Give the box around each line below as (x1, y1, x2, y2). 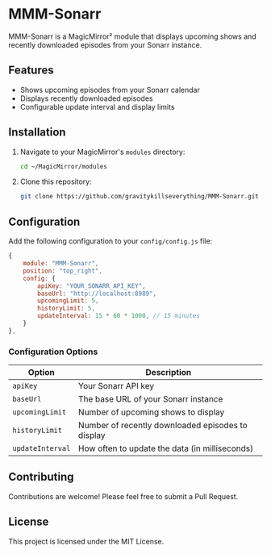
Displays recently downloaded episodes (19, 94, 153, 103)
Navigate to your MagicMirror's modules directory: (19, 147, 186, 156)
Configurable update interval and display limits (19, 102, 175, 111)
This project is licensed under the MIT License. (8, 536, 165, 546)
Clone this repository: (19, 177, 92, 186)
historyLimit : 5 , (37, 304, 95, 313)
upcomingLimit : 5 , (37, 297, 99, 305)
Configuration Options (8, 346, 98, 357)
